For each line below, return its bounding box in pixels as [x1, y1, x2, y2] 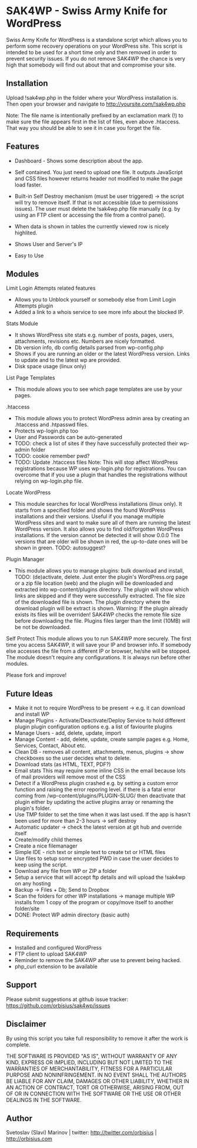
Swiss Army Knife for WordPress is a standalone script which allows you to [6, 36, 188, 43]
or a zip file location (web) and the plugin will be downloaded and [14, 580, 173, 587]
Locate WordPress [6, 489, 51, 496]
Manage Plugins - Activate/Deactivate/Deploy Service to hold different [14, 717, 186, 724]
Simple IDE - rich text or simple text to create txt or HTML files [14, 849, 166, 856]
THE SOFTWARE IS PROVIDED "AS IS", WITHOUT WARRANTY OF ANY [6, 1052, 178, 1059]
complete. [6, 1041, 31, 1048]
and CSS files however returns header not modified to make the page [14, 175, 183, 182]
